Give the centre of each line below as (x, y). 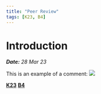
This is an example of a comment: (47, 74)
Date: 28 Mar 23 (26, 62)
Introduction (37, 46)
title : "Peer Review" (33, 11)
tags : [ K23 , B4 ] (26, 17)
